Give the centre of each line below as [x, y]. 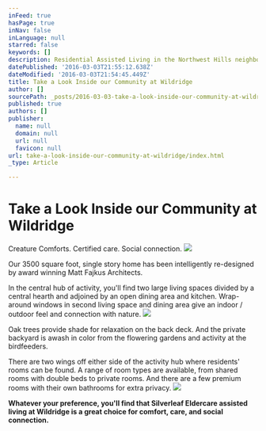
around [20, 305]
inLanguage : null [37, 38]
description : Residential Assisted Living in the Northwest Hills [120, 60]
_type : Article [33, 163]
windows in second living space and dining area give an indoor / [138, 305]
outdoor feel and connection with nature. [75, 315]
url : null [31, 141]
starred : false [33, 45]
